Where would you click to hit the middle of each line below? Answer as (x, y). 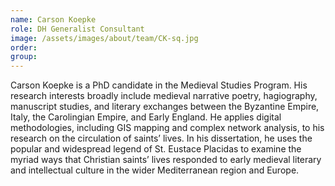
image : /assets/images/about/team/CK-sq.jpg (104, 38)
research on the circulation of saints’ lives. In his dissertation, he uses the (161, 138)
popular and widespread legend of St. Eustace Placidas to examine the (156, 149)
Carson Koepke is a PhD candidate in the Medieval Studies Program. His (159, 85)
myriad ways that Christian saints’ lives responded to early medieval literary (166, 160)
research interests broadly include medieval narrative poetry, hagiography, (164, 96)
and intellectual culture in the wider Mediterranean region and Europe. (155, 170)
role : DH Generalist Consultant (77, 29)
